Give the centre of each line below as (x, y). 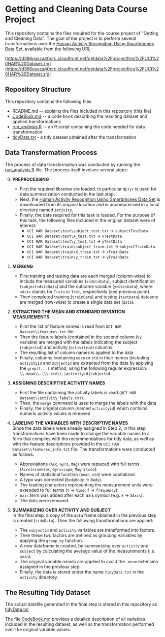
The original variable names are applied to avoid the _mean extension (89, 561)
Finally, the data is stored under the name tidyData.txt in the (82, 572)
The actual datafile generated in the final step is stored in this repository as (81, 605)
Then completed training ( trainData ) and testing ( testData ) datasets (89, 297)
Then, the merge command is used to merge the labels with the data (88, 403)
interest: (28, 225)
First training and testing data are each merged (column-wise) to (85, 276)
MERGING (23, 266)
